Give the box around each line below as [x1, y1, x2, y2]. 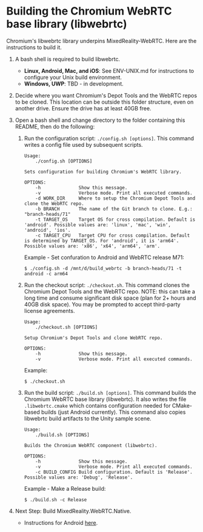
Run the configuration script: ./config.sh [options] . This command [24, 135, 195, 142]
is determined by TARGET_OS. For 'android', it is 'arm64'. [24, 238, 179, 244]
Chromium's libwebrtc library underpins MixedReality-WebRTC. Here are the [6, 37, 197, 44]
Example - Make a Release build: [24, 485, 106, 492]
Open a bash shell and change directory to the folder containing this [15, 116, 185, 124]
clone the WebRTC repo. [24, 200, 85, 207]
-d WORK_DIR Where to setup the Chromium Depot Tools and [35, 195, 196, 201]
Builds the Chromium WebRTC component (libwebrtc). [24, 442, 158, 448]
